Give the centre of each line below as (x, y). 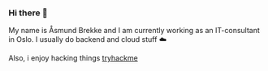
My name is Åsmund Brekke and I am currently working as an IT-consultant (134, 31)
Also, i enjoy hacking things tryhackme (73, 58)
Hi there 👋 (28, 13)
